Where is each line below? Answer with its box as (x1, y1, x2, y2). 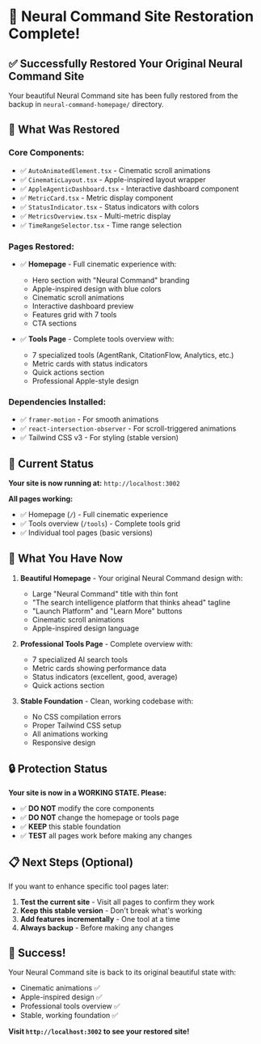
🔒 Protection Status (8, 762, 107, 776)
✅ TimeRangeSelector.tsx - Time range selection (19, 220, 182, 230)
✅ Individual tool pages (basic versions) (19, 528, 154, 537)
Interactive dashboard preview (32, 301, 134, 311)
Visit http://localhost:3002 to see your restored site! (8, 1027, 190, 1037)
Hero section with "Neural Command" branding (32, 275, 190, 285)
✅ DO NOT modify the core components (19, 803, 155, 813)
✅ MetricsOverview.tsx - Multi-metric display (19, 210, 171, 221)
